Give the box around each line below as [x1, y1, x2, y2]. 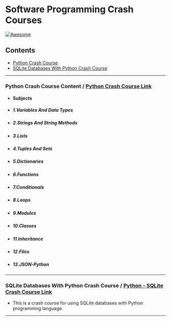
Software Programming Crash [5, 4, 134, 15]
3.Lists [12, 133, 28, 139]
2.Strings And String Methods [12, 120, 78, 126]
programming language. [12, 305, 64, 312]
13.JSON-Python [12, 261, 49, 267]
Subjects [12, 95, 32, 102]
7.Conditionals [12, 184, 44, 190]
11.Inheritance [12, 236, 43, 242]
